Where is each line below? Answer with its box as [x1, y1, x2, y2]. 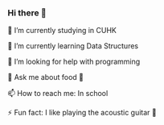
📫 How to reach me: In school [7, 89, 109, 98]
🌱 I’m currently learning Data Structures [7, 41, 138, 51]
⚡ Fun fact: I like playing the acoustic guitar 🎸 [7, 108, 158, 118]
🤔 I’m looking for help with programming [7, 56, 141, 67]
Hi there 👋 [7, 7, 47, 19]
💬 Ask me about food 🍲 [7, 73, 84, 82]
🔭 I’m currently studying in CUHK [7, 26, 117, 35]
